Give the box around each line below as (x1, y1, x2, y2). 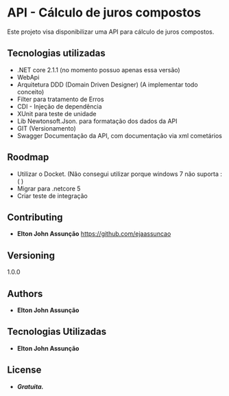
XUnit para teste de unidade (16, 109, 97, 118)
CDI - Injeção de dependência (16, 102, 102, 111)
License (7, 364, 42, 376)
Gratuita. (16, 382, 44, 390)
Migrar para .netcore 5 (16, 184, 81, 192)
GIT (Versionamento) (16, 124, 77, 132)
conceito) (16, 87, 45, 96)
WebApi (16, 73, 40, 81)
